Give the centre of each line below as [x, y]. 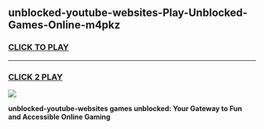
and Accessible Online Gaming [59, 116]
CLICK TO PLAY [38, 48]
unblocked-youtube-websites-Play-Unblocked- [128, 13]
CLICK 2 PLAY [35, 77]
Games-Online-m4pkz [64, 25]
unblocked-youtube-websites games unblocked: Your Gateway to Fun [125, 108]
